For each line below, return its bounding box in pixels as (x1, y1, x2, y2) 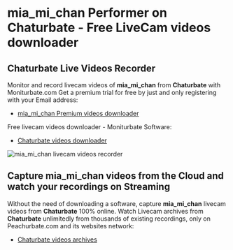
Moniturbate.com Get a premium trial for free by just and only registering (7, 89, 217, 96)
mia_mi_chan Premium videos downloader (17, 110, 139, 117)
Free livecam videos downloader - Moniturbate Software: (7, 123, 172, 131)
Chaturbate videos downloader (17, 136, 107, 145)
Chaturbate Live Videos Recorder (7, 62, 156, 74)
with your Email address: (7, 96, 78, 104)
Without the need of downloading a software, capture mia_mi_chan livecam (7, 199, 226, 207)
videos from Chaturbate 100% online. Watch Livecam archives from (7, 207, 204, 215)
